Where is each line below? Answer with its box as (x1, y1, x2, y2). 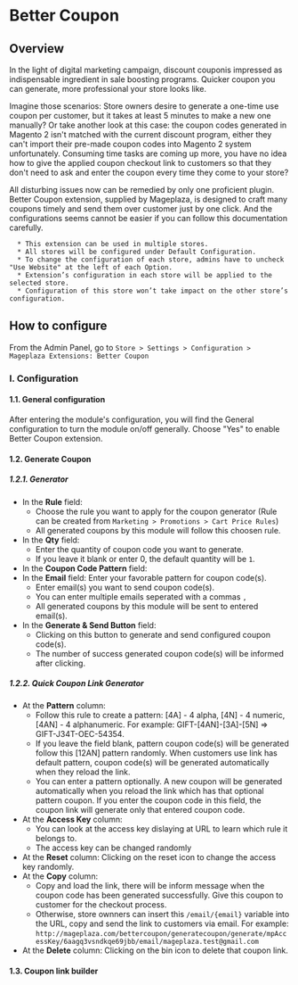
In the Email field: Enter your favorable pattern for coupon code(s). (21, 572, 267, 583)
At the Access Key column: (21, 814, 123, 825)
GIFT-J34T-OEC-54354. (35, 729, 125, 740)
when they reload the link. (35, 766, 131, 777)
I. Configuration (9, 372, 78, 385)
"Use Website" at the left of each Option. (9, 263, 173, 272)
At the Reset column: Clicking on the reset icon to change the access (21, 852, 277, 863)
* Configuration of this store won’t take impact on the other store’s (17, 286, 289, 295)
